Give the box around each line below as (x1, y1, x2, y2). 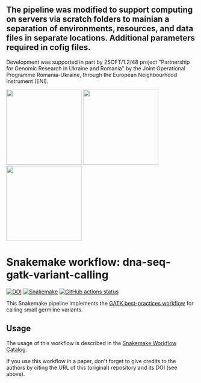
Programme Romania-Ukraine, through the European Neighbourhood (6, 71, 178, 78)
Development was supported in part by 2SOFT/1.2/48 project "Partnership (6, 58, 190, 66)
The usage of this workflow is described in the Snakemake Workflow (6, 339, 177, 346)
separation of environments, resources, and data (6, 23, 194, 34)
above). (6, 370, 25, 378)
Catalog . (6, 346, 28, 353)
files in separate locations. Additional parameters (6, 33, 196, 43)
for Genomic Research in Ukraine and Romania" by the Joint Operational (6, 64, 185, 72)
